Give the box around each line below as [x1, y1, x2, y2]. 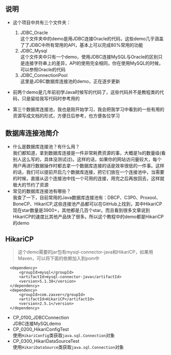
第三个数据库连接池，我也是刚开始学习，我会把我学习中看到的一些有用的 [12, 106, 164, 112]
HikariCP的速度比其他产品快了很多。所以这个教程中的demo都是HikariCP [12, 213, 164, 220]
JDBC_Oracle [20, 30, 48, 36]
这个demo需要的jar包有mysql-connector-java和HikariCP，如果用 [17, 249, 154, 255]
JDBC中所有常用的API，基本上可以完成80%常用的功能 [29, 42, 144, 48]
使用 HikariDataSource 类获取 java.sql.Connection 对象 [12, 344, 124, 350]
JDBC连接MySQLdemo [12, 320, 61, 327]
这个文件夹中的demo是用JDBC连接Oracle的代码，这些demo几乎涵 [20, 35, 159, 42]
